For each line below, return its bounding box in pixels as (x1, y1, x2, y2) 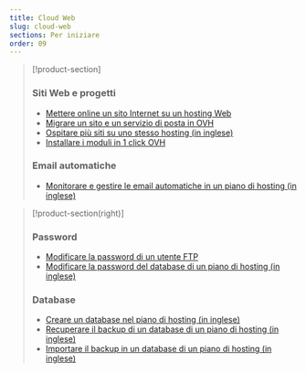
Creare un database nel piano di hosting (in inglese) (45, 314, 240, 325)
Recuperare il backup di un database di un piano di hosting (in (45, 324, 280, 335)
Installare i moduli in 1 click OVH (45, 136, 166, 147)
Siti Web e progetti (31, 87, 116, 100)
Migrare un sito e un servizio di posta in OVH (45, 117, 215, 128)
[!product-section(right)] (31, 208, 125, 218)
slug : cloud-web (9, 22, 71, 31)
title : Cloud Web (9, 13, 76, 23)
